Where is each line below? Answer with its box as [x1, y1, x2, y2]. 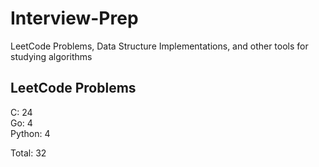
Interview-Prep [10, 7, 139, 30]
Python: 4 [10, 127, 51, 139]
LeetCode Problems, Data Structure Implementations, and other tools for [10, 40, 309, 52]
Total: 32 [10, 147, 47, 159]
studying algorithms [10, 50, 93, 62]
